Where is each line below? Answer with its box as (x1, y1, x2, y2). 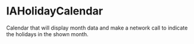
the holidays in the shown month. (6, 30, 89, 37)
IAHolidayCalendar (6, 4, 104, 18)
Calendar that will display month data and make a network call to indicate (6, 24, 188, 31)
